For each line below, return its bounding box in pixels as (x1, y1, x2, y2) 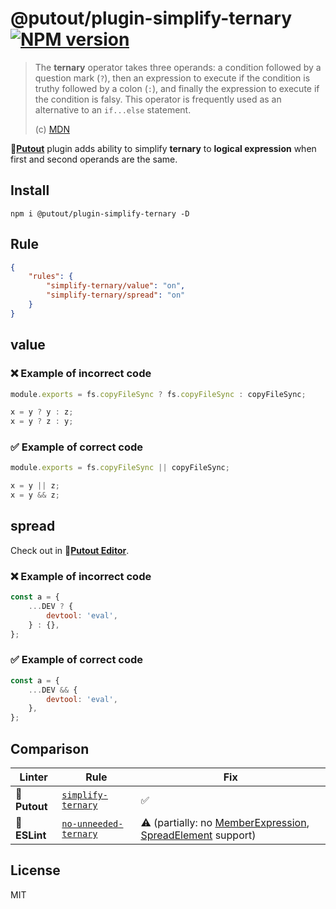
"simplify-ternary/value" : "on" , (46, 281, 186, 291)
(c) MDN (34, 123, 70, 135)
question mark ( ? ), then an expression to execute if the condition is (34, 72, 311, 84)
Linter (19, 770, 48, 784)
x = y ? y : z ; (10, 407, 74, 417)
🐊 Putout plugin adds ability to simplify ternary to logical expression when (10, 142, 317, 154)
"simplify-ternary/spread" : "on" (46, 290, 186, 301)
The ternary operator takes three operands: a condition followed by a (34, 61, 322, 73)
